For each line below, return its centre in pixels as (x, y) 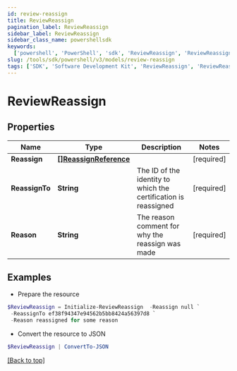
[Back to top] (26, 360)
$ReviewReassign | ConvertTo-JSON (58, 347)
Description (161, 147)
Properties (31, 127)
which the (153, 188)
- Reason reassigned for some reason (64, 321)
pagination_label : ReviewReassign (58, 27)
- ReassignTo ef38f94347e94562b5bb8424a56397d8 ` (83, 314)
